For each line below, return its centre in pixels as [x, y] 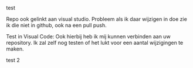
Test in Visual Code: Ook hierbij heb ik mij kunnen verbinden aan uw [89, 36]
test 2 [13, 60]
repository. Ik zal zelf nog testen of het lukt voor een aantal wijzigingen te [95, 43]
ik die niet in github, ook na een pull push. [56, 25]
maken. [15, 49]
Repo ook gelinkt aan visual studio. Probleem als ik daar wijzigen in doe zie [97, 19]
